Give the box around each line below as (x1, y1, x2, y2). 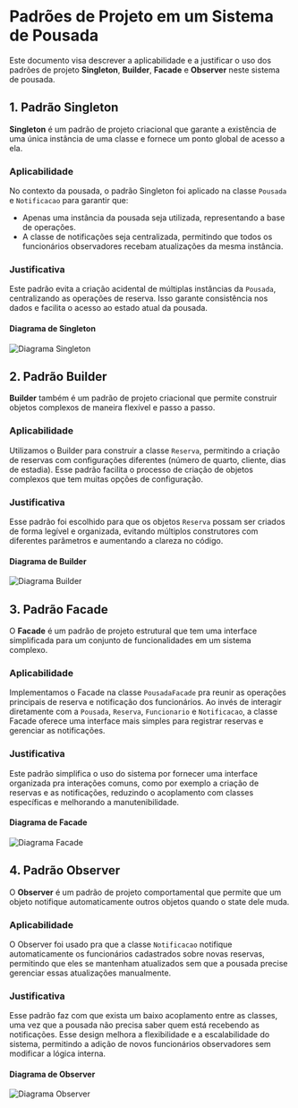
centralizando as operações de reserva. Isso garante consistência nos (9, 293, 268, 304)
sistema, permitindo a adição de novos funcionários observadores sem (9, 1039, 271, 1050)
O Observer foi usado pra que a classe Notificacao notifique (9, 939, 233, 949)
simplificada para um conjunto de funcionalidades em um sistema (9, 634, 252, 646)
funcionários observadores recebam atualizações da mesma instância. (21, 241, 284, 252)
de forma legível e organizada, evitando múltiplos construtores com (9, 526, 259, 537)
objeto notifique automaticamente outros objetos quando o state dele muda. (9, 896, 290, 906)
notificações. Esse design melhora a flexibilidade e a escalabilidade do (9, 1029, 270, 1040)
